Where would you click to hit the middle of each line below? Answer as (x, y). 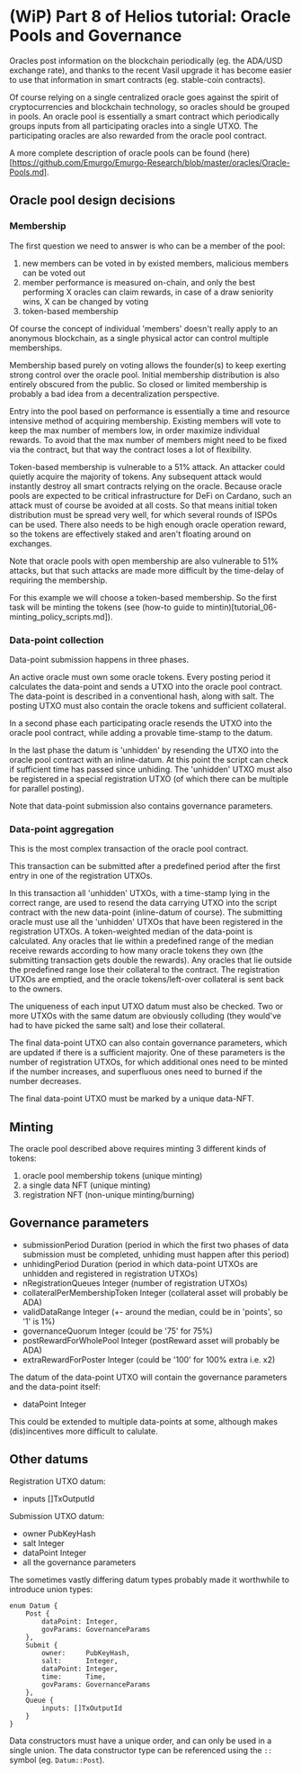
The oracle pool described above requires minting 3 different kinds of (138, 1149)
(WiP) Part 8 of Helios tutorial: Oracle (150, 17)
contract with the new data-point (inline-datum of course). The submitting (146, 912)
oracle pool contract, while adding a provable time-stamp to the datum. (141, 732)
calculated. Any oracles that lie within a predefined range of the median (142, 941)
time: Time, (74, 1677)
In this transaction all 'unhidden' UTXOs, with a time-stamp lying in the (140, 893)
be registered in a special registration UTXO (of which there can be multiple (149, 778)
